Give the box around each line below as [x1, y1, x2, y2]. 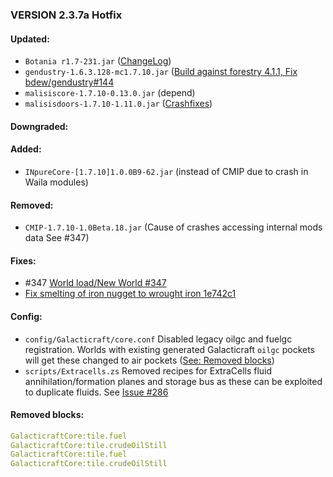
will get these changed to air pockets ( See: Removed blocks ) [24, 354, 275, 366]
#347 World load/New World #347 [24, 277, 167, 289]
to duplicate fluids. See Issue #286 [24, 386, 169, 398]
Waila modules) [24, 176, 89, 188]
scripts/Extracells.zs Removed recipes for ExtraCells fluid [24, 364, 273, 377]
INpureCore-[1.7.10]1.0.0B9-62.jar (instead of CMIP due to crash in [24, 165, 309, 177]
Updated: [10, 33, 50, 45]
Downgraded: [10, 120, 69, 132]
